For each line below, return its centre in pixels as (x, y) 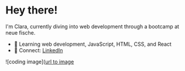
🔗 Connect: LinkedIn (38, 50)
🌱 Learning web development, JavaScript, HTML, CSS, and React (93, 44)
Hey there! (32, 10)
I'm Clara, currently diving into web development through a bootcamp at (92, 26)
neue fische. (20, 32)
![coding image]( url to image (40, 62)
